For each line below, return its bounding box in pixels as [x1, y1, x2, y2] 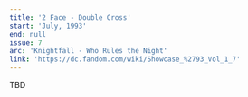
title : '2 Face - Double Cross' [9, 13, 131, 22]
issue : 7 [9, 38, 43, 48]
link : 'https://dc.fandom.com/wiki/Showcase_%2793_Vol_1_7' [9, 55, 242, 64]
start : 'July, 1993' [9, 22, 88, 31]
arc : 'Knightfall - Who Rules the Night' [9, 47, 168, 56]
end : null [9, 30, 47, 39]
